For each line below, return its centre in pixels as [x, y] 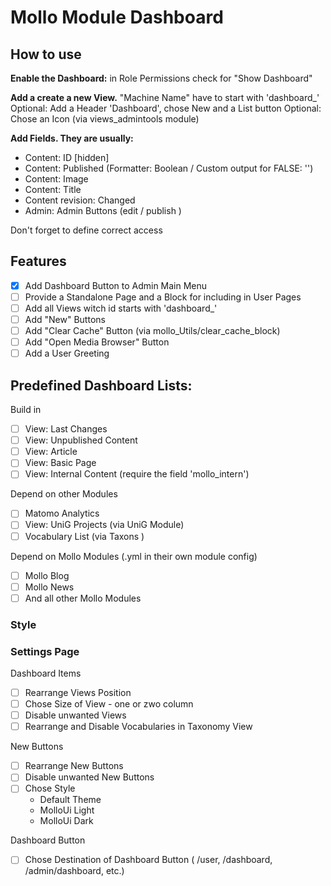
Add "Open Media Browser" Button [97, 342]
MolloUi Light [67, 810]
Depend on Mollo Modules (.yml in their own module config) [134, 556]
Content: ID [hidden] [67, 157]
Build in [26, 410]
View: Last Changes [66, 429]
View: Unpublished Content [81, 440]
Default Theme [70, 800]
